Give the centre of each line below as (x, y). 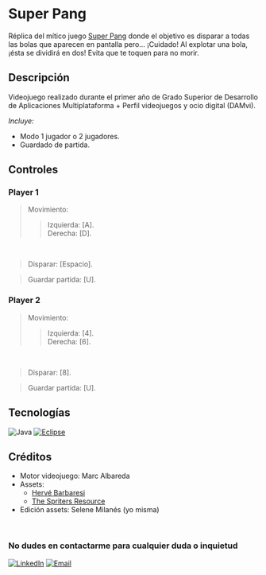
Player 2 (25, 301)
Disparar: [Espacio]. (60, 264)
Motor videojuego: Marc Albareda (75, 476)
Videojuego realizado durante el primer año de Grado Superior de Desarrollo (133, 97)
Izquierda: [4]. (71, 333)
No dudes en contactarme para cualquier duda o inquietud (123, 546)
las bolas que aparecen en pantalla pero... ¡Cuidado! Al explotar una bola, (128, 44)
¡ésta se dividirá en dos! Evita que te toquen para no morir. (104, 52)
